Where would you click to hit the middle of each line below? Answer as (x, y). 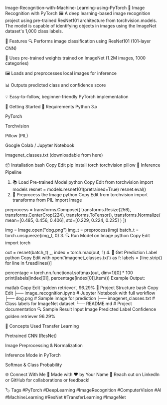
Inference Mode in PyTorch (33, 355)
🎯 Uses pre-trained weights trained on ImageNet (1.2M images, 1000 (76, 58)
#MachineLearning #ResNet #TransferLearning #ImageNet (66, 397)
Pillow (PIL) (17, 136)
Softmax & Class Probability (34, 365)
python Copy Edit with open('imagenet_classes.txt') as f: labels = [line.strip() (84, 258)
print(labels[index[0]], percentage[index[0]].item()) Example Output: (75, 278)
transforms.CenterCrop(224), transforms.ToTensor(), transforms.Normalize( (83, 215)
